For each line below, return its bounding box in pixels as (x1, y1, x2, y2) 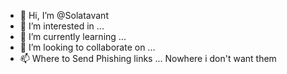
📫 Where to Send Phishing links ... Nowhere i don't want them (19, 53, 277, 64)
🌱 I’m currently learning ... (19, 31, 127, 42)
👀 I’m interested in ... (19, 20, 105, 32)
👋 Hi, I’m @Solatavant (19, 10, 109, 21)
